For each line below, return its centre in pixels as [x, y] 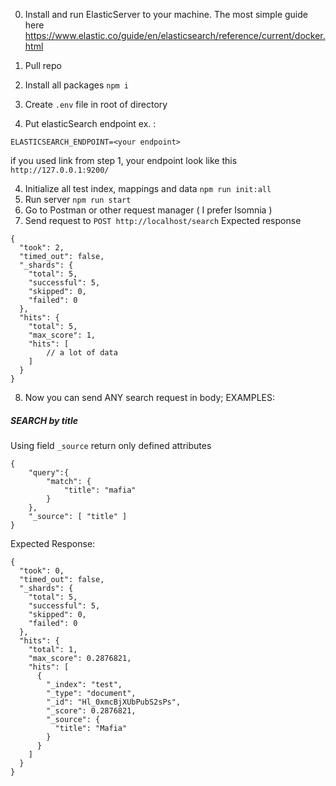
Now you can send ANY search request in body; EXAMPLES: [149, 397]
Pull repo [43, 65]
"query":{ [49, 472]
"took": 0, [42, 570]
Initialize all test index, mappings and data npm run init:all [148, 188]
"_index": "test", [84, 684]
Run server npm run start [78, 199]
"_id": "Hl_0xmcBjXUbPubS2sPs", [114, 702]
